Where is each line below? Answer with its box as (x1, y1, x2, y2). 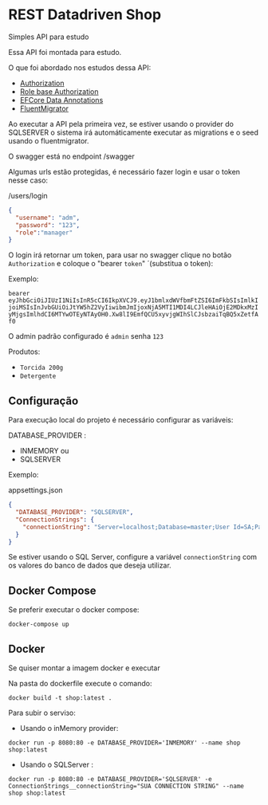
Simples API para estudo (8, 32, 89, 41)
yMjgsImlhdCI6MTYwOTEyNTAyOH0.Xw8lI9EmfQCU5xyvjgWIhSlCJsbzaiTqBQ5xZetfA (8, 311, 259, 319)
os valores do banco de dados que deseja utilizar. (8, 560, 171, 571)
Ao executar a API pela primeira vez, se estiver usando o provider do (8, 119, 234, 128)
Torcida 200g (19, 364, 64, 372)
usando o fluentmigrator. (8, 135, 89, 145)
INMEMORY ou (19, 446, 69, 456)
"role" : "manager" (15, 229, 73, 237)
